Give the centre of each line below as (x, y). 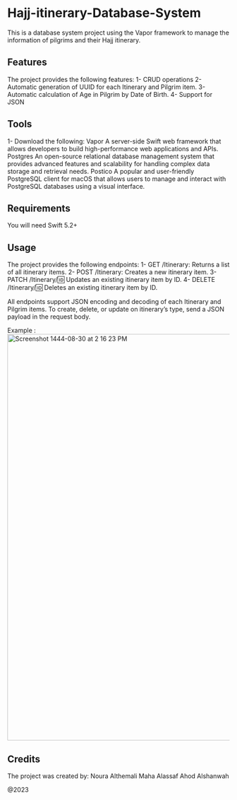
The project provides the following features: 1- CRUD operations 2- (105, 79)
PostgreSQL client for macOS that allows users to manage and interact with (117, 179)
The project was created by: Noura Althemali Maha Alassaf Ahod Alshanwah (118, 776)
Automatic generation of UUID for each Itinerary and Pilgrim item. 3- (107, 87)
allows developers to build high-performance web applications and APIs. (113, 148)
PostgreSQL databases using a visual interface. (76, 186)
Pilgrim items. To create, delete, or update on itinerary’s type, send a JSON (116, 310)
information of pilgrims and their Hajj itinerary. (74, 40)
